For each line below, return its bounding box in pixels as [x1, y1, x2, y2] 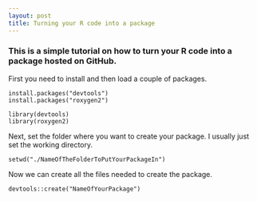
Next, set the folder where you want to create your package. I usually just [8, 131, 250, 141]
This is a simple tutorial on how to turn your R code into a [8, 46, 233, 57]
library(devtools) [8, 110, 69, 119]
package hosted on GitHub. [8, 55, 117, 66]
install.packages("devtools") [8, 89, 109, 97]
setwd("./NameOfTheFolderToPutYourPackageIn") [8, 155, 166, 163]
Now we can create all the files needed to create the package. [8, 169, 213, 179]
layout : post [8, 11, 52, 20]
